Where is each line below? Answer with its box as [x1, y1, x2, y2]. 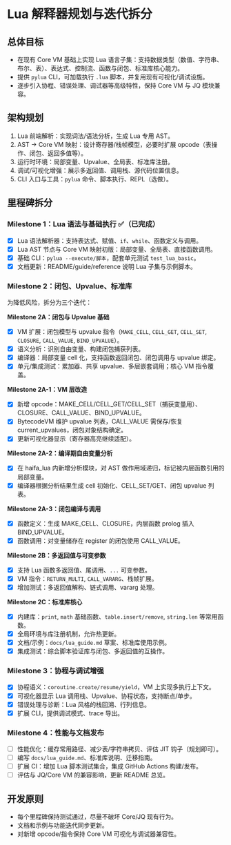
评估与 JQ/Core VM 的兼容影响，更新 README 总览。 [17, 771, 170, 779]
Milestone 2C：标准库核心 [7, 597, 83, 606]
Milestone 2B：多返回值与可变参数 [7, 551, 106, 559]
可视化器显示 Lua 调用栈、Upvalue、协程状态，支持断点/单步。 [17, 691, 196, 700]
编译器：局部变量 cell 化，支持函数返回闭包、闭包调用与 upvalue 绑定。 [17, 353, 220, 362]
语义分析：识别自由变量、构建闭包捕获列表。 [17, 345, 145, 353]
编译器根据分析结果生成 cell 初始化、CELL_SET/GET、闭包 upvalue [17, 481, 207, 490]
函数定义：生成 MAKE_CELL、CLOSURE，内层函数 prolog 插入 [17, 519, 194, 528]
